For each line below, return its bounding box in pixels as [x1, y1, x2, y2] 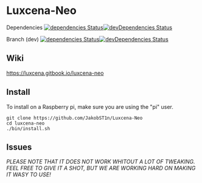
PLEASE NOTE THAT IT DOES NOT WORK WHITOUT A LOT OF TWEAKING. [6, 158, 196, 165]
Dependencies [6, 24, 43, 31]
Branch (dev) [6, 35, 40, 43]
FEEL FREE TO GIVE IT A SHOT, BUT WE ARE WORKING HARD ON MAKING [6, 165, 196, 172]
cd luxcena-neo [6, 120, 45, 126]
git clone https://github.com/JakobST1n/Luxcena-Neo [6, 115, 143, 121]
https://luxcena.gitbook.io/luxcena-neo [6, 69, 104, 77]
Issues [6, 142, 32, 152]
